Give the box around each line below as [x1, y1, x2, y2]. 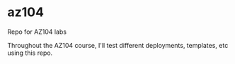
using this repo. [7, 49, 53, 57]
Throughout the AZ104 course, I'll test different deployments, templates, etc [7, 41, 229, 49]
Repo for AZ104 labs [7, 27, 67, 36]
